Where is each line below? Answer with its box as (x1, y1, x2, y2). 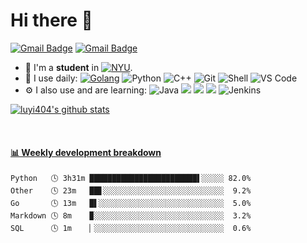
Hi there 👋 (10, 9, 93, 32)
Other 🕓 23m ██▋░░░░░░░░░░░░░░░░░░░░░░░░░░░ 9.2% (10, 186, 252, 196)
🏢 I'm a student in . (24, 61, 133, 73)
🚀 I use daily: (24, 72, 78, 84)
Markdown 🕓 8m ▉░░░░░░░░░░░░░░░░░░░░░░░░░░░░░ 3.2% (10, 211, 252, 221)
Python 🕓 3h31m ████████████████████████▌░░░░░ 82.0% (10, 174, 252, 184)
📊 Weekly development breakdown (10, 146, 162, 158)
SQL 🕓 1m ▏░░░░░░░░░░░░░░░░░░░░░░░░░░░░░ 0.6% (10, 224, 252, 234)
